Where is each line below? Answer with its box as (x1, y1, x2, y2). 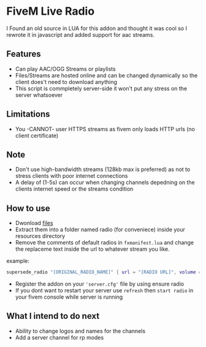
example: (6, 257, 29, 265)
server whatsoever (15, 91, 63, 99)
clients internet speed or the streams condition (15, 185, 134, 193)
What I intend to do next (6, 311, 100, 321)
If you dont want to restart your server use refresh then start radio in (15, 287, 194, 294)
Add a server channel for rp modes (15, 334, 104, 341)
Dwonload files (15, 219, 53, 227)
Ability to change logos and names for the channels (15, 327, 146, 335)
